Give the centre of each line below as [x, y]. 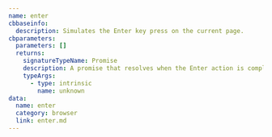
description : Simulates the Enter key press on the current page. [130, 31]
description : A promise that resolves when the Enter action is [134, 68]
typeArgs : [40, 76]
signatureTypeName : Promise [70, 61]
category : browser [47, 114]
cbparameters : [32, 38]
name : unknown [61, 91]
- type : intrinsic [61, 83]
